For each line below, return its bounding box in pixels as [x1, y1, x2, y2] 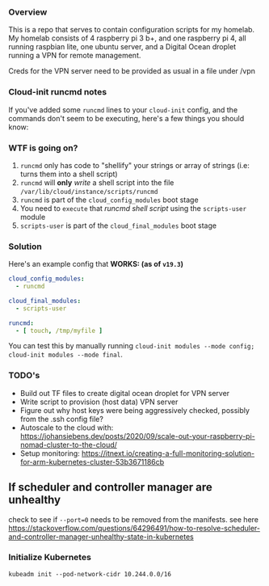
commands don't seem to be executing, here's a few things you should [8, 113, 245, 123]
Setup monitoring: [19, 448, 81, 458]
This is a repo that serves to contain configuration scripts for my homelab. [8, 25, 255, 35]
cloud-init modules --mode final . [8, 350, 123, 360]
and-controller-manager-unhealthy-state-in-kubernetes [8, 532, 194, 542]
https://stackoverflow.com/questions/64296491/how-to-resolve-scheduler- [8, 523, 261, 533]
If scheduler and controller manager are [8, 480, 212, 495]
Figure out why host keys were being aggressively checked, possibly [19, 405, 250, 415]
